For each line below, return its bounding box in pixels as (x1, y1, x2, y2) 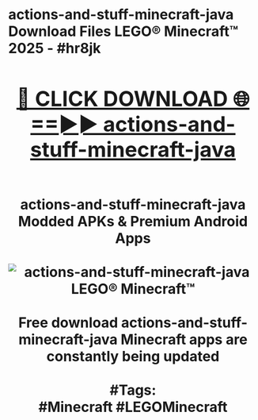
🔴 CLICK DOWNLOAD (16, 85, 228, 112)
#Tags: (109, 381, 157, 399)
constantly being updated (46, 347, 220, 365)
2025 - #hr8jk (8, 40, 101, 57)
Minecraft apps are (120, 330, 248, 349)
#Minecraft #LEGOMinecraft (38, 398, 228, 416)
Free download (18, 314, 119, 331)
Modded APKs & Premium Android (18, 212, 248, 230)
